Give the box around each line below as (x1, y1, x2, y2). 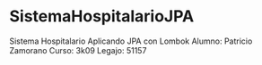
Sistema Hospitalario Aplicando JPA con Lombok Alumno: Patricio (9, 36, 253, 46)
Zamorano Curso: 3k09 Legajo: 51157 (9, 45, 147, 55)
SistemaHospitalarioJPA (9, 6, 195, 27)
